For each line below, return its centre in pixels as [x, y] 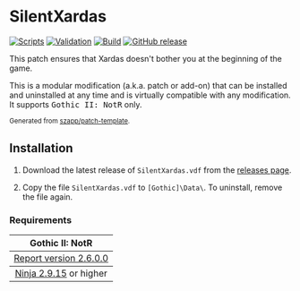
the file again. [47, 197]
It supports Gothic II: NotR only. [76, 104]
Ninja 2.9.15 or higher [61, 273]
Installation [41, 148]
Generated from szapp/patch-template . [70, 121]
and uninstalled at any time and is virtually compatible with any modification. [150, 95]
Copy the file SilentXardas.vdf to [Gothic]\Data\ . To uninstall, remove [152, 187]
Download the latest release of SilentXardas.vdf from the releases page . [157, 170]
